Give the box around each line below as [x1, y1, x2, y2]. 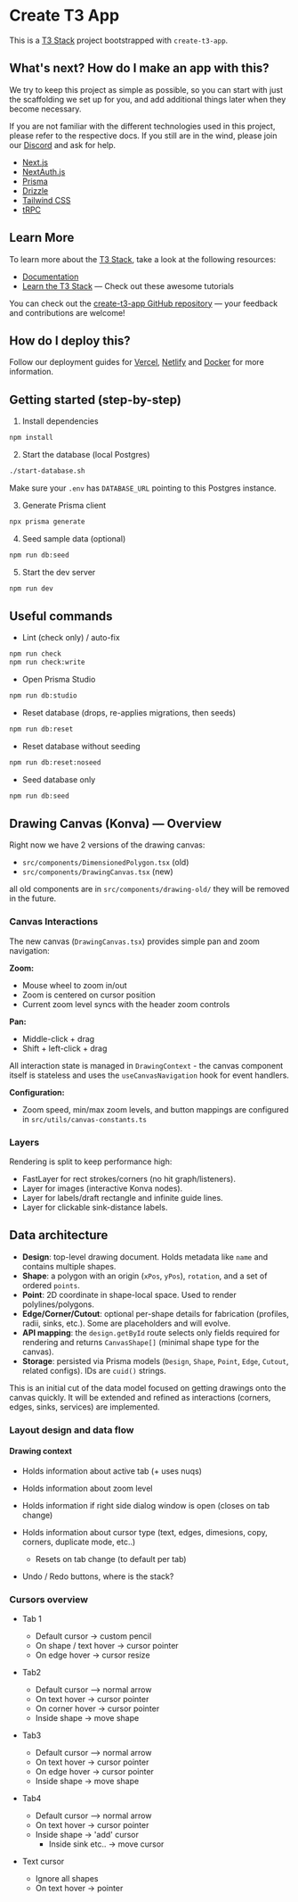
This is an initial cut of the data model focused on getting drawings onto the [9, 1382, 286, 1393]
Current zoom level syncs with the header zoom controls [21, 998, 230, 1009]
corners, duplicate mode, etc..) [21, 1536, 136, 1547]
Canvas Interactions [9, 915, 99, 928]
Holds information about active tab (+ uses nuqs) [21, 1465, 203, 1476]
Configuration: [9, 1087, 65, 1097]
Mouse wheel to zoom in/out [21, 980, 127, 990]
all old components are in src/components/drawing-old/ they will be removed [9, 884, 290, 895]
